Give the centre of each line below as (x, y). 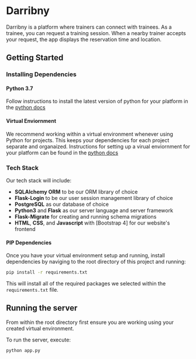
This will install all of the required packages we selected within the (86, 284)
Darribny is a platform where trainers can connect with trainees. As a (89, 27)
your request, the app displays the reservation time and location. (84, 39)
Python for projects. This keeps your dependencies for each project (88, 140)
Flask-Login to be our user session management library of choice (94, 198)
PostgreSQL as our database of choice (62, 204)
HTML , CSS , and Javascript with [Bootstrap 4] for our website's (92, 223)
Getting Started (35, 58)
